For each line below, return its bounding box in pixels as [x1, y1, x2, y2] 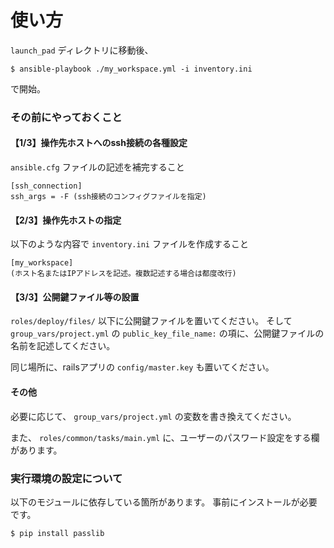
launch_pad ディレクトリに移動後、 [10, 44, 154, 56]
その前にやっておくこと [10, 110, 123, 124]
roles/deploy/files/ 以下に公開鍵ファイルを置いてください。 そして [10, 315, 293, 327]
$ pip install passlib [10, 528, 105, 538]
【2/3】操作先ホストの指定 [10, 214, 122, 226]
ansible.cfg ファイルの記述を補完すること [10, 161, 185, 173]
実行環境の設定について [10, 471, 123, 485]
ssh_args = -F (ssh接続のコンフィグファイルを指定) [10, 192, 207, 202]
